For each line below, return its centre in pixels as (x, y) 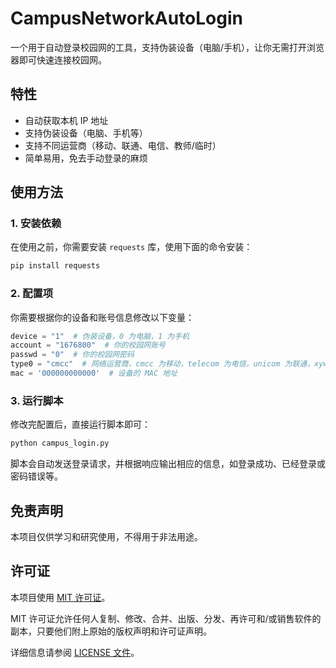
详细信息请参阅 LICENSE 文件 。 (75, 652)
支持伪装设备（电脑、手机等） (86, 133)
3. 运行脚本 (37, 400)
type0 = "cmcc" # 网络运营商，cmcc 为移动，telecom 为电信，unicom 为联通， (162, 364)
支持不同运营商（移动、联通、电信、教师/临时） (123, 145)
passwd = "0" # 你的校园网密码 (72, 355)
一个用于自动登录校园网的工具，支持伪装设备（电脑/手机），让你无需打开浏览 (167, 47)
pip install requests (55, 266)
